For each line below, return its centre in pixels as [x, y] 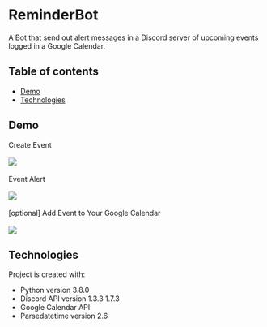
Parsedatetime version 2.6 [64, 316]
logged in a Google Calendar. [57, 45]
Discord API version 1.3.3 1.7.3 [70, 299]
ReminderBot [53, 15]
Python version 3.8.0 [55, 290]
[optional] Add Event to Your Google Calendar [85, 213]
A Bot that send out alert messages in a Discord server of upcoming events [133, 37]
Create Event [30, 144]
